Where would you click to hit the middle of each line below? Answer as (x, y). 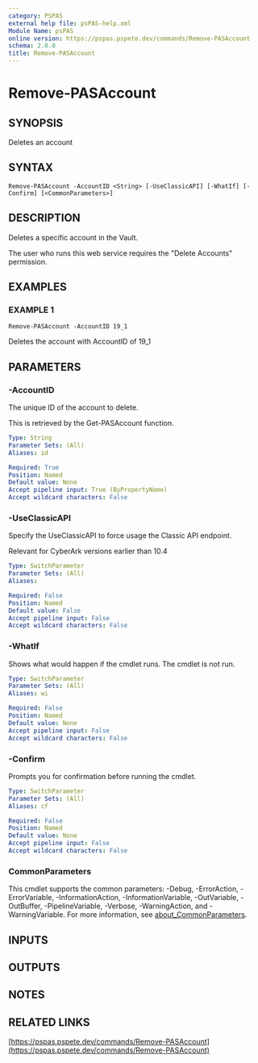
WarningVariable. (37, 915)
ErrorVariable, (31, 898)
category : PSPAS (35, 16)
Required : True (34, 467)
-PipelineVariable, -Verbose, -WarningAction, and (126, 906)
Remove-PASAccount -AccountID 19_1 (68, 327)
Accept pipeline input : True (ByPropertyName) (88, 490)
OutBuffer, (25, 906)
